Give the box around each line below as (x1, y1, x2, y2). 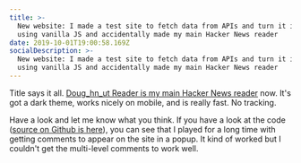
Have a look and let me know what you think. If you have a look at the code (9, 114, 287, 125)
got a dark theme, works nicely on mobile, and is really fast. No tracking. (9, 97, 277, 107)
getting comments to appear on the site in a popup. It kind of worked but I (9, 133, 282, 144)
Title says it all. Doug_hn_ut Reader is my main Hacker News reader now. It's (9, 87, 291, 99)
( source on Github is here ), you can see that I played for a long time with (9, 124, 276, 134)
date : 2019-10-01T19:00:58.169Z (9, 38, 130, 47)
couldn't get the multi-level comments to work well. (9, 142, 199, 153)
